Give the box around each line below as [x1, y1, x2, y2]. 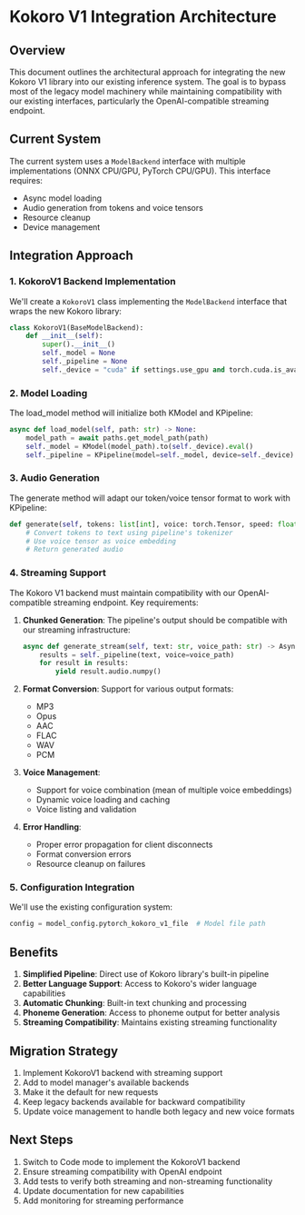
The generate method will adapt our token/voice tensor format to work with [9, 493, 290, 503]
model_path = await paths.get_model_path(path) [25, 433, 209, 443]
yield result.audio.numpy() [55, 667, 162, 676]
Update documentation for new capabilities [22, 1185, 184, 1196]
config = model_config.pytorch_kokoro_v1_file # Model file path [9, 920, 266, 929]
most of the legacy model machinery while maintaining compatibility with [9, 86, 282, 96]
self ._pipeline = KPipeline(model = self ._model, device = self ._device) [25, 450, 295, 460]
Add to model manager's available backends [22, 1077, 190, 1088]
